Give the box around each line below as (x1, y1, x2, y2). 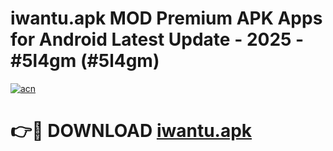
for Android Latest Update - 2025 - (10, 28, 305, 51)
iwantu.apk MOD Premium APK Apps (10, 7, 323, 30)
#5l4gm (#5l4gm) (10, 50, 160, 72)
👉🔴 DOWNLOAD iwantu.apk (10, 120, 253, 142)
